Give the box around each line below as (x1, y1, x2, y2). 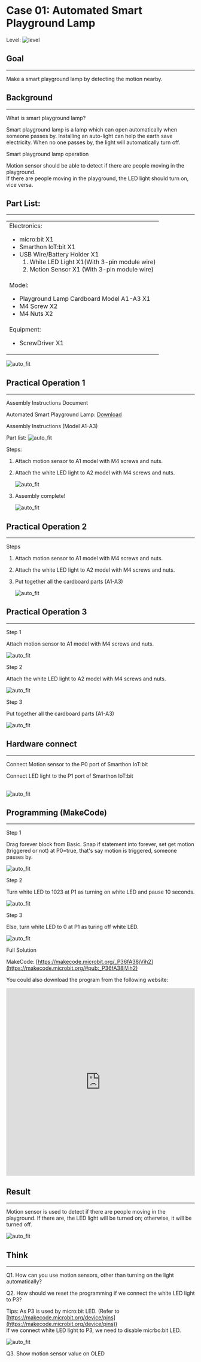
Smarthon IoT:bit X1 (19, 243, 76, 251)
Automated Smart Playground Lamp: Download (6, 411, 122, 418)
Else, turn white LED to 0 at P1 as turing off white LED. (6, 923, 139, 931)
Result (6, 1187, 31, 1197)
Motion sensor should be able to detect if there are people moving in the (6, 162, 184, 169)
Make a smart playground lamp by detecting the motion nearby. (6, 75, 163, 82)
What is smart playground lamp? (6, 114, 86, 121)
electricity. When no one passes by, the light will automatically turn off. (6, 139, 181, 146)
